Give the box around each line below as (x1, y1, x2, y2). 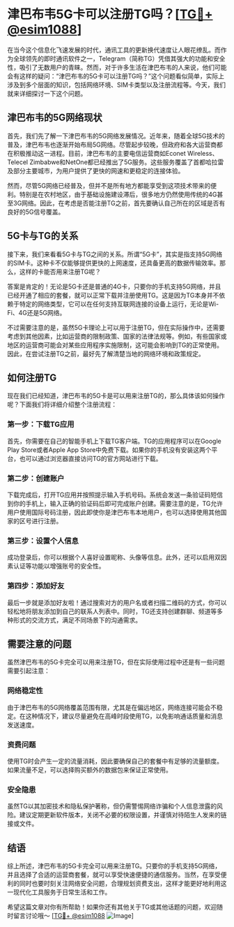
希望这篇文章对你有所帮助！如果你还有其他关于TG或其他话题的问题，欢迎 (7, 903, 217, 912)
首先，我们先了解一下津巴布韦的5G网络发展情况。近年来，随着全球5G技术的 (7, 131, 225, 140)
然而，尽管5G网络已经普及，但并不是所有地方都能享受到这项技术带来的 (7, 181, 211, 189)
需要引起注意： (7, 666, 50, 675)
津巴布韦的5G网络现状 (7, 112, 102, 124)
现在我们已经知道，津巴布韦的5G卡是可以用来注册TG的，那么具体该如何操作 (7, 392, 225, 400)
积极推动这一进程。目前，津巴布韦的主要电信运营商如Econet (13, 149, 186, 157)
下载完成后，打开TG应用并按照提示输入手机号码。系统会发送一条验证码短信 (7, 490, 224, 499)
